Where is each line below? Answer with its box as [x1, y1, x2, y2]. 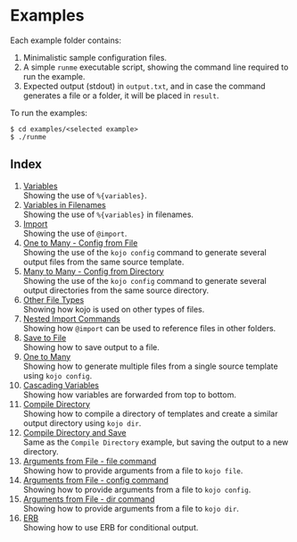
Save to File [22, 332, 67, 343]
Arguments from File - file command [22, 455, 157, 466]
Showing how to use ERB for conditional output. [22, 521, 199, 532]
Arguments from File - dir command [22, 493, 155, 504]
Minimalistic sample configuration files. [22, 52, 168, 63]
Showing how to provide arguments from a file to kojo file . [22, 465, 243, 476]
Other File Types [22, 294, 85, 304]
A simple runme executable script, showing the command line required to [22, 62, 289, 72]
